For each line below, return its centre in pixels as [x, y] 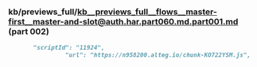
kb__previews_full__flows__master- [147, 12]
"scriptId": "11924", [69, 48]
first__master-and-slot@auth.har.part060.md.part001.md [123, 21]
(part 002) [29, 32]
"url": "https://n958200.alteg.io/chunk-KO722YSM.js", [158, 55]
